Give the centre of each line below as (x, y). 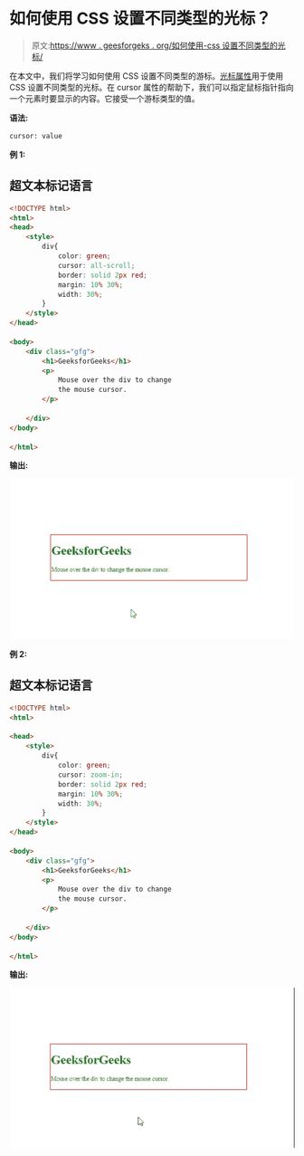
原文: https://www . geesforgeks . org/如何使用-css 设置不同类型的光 (159, 45)
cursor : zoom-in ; (90, 775)
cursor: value (36, 136)
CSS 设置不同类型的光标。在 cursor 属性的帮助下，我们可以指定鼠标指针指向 (152, 87)
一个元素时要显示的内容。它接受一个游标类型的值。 (104, 98)
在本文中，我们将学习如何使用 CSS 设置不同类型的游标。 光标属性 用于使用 (147, 76)
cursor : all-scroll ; (96, 265)
